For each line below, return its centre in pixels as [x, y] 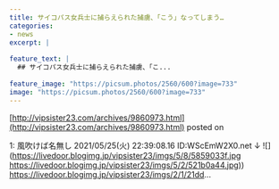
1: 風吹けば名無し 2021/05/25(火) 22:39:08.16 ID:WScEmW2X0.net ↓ [135, 145]
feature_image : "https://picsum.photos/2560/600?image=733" [124, 84]
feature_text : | [39, 59]
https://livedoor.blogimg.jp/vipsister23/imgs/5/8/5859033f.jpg [127, 155]
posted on [205, 127]
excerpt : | [30, 42]
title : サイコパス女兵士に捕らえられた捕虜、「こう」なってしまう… [117, 17]
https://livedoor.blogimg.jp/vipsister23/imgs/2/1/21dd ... [110, 174]
